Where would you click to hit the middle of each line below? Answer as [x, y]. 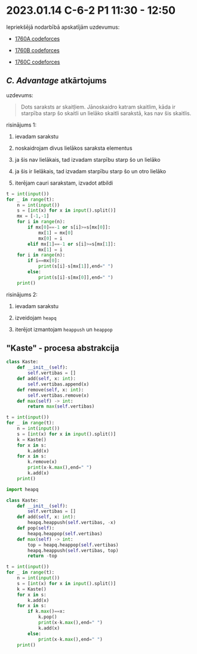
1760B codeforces [37, 50]
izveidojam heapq [36, 318]
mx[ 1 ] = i [50, 249]
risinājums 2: [22, 294]
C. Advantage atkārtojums [56, 81]
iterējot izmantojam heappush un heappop [64, 329]
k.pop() [48, 617]
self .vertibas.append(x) [59, 384]
